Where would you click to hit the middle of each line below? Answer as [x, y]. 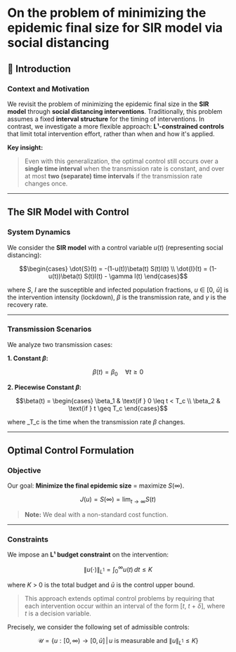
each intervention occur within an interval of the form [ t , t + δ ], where [125, 606]
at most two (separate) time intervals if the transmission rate [113, 176]
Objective [24, 470]
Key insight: [25, 147]
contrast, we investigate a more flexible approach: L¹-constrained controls [116, 126]
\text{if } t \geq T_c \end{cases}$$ [118, 408]
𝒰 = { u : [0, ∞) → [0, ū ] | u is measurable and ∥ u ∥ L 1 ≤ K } [118, 641]
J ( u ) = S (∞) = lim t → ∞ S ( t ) [118, 500]
